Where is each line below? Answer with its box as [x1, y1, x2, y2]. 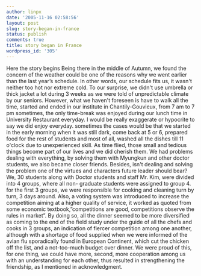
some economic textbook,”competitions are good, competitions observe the [6, 205, 194, 213]
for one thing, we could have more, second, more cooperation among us [6, 250, 186, 257]
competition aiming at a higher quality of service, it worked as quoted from [6, 199, 191, 206]
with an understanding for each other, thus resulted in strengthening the [6, 257, 185, 264]
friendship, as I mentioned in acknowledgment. [6, 263, 123, 270]
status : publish [6, 31, 47, 37]
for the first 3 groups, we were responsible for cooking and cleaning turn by [6, 186, 194, 193]
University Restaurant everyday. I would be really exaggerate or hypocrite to [6, 116, 195, 123]
